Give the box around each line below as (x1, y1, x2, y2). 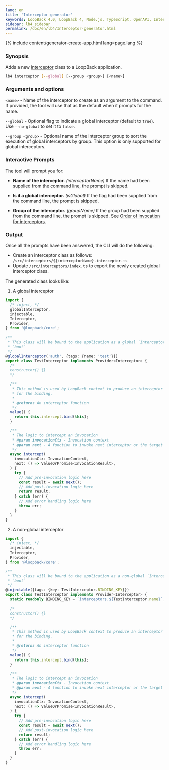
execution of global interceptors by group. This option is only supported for (5, 138, 161, 144)
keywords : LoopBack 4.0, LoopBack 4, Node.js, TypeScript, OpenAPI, (5, 17, 152, 22)
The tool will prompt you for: (5, 168, 64, 174)
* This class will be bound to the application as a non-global (7, 573, 145, 578)
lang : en (5, 7, 24, 13)
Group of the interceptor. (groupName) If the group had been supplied (12, 207, 160, 213)
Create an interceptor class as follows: (12, 252, 93, 258)
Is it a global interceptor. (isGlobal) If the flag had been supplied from (12, 192, 157, 198)
